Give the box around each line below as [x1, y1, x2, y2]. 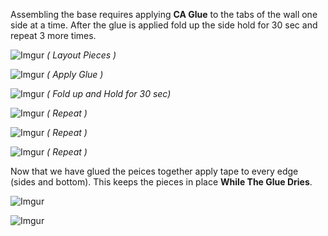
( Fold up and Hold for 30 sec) [46, 88, 172, 99]
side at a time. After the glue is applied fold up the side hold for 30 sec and [10, 19, 318, 31]
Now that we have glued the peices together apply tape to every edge [10, 165, 299, 177]
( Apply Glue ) [46, 69, 104, 80]
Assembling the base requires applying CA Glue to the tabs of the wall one [10, 9, 318, 20]
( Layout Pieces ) [46, 49, 117, 61]
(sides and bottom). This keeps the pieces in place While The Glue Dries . [10, 176, 313, 188]
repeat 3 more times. [10, 30, 97, 41]
